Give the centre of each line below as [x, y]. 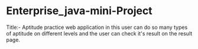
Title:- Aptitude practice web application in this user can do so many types [97, 27]
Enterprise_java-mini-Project [79, 11]
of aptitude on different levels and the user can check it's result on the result [99, 33]
